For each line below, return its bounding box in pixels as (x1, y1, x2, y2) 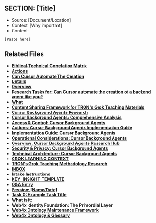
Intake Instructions (11, 171, 51, 177)
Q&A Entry (11, 181, 33, 187)
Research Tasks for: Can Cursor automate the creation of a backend (11, 89, 151, 95)
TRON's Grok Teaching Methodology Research (11, 160, 108, 167)
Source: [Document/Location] (11, 17, 71, 23)
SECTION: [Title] (4, 4, 56, 13)
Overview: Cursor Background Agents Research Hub (11, 140, 120, 146)
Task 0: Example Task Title (11, 191, 67, 197)
